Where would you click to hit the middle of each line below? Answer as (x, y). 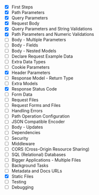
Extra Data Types (29, 61)
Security (20, 138)
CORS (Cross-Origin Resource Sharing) (50, 149)
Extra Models (25, 83)
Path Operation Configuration (41, 116)
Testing (19, 182)
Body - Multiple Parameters (39, 40)
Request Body (25, 23)
